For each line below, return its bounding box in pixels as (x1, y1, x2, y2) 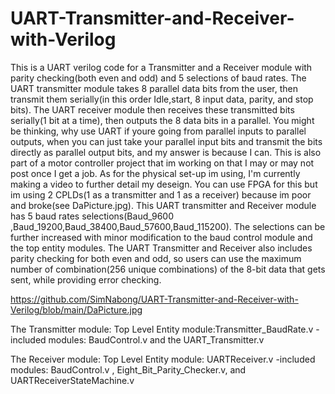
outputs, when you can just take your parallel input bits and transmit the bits (10, 135, 323, 147)
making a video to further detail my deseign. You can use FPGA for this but (10, 178, 318, 190)
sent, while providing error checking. (10, 273, 162, 286)
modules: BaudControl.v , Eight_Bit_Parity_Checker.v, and (10, 363, 247, 376)
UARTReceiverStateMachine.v (10, 374, 135, 386)
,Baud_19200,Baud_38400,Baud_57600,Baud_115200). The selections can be (10, 220, 326, 232)
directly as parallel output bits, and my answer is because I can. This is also (10, 146, 322, 158)
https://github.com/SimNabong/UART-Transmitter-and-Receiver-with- (10, 293, 299, 305)
